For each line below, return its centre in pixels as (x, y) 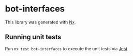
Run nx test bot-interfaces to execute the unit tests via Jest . (67, 48)
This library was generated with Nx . (40, 22)
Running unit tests (33, 37)
